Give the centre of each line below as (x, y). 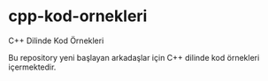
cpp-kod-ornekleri (78, 16)
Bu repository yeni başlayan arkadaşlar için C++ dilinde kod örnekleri (134, 57)
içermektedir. (32, 67)
